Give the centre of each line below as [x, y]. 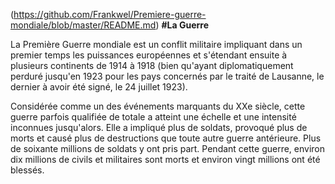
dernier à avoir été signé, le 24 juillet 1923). [99, 87]
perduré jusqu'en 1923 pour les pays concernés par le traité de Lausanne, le [167, 76]
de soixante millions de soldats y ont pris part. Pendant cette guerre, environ [168, 148]
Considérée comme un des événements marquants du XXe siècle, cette [158, 106]
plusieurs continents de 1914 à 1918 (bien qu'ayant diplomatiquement [152, 65]
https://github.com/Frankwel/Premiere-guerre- [110, 14]
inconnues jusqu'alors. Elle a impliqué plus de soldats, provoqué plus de [159, 127]
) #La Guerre [182, 25]
